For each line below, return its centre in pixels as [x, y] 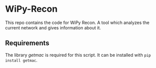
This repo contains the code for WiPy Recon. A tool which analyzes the [77, 23]
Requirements [27, 43]
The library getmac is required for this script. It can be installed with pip [78, 55]
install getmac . [21, 60]
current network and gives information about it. [53, 27]
